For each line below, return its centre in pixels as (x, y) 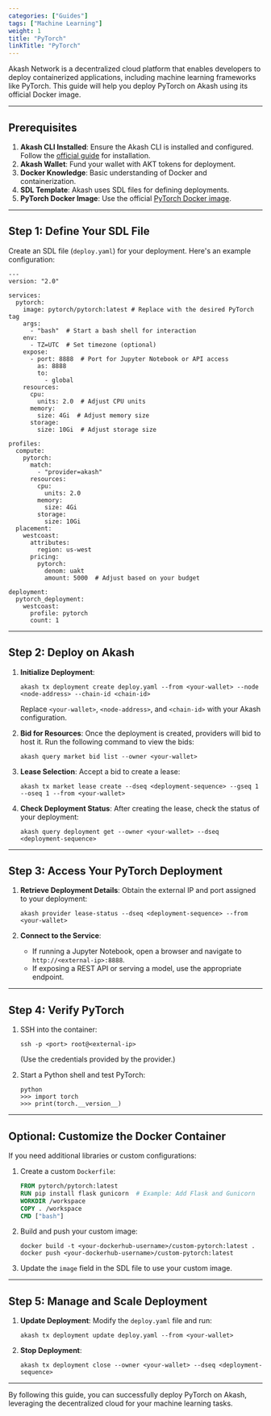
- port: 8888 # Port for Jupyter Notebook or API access (129, 359)
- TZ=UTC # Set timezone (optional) (93, 345)
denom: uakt (64, 571)
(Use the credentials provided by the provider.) (98, 1059)
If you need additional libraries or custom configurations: (102, 1156)
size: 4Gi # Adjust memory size (94, 415)
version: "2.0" (34, 281)
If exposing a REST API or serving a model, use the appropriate (137, 969)
